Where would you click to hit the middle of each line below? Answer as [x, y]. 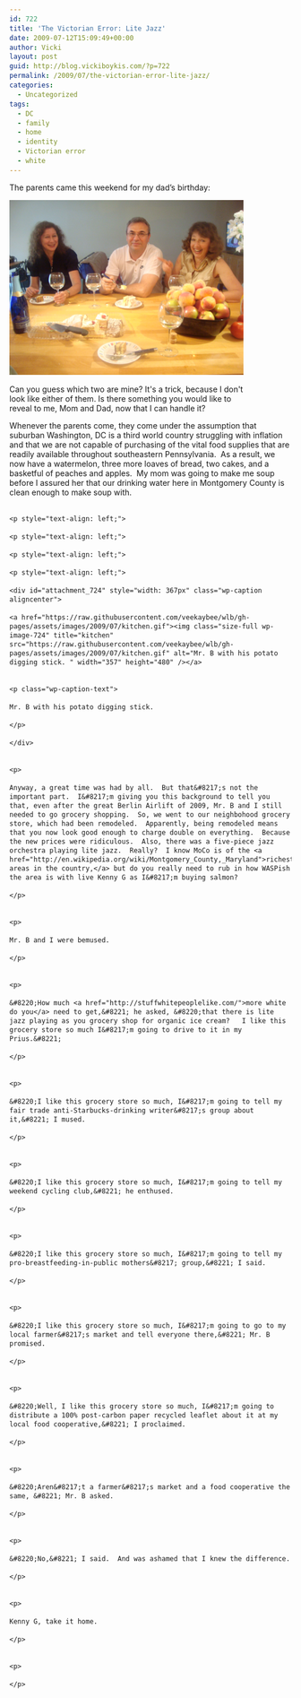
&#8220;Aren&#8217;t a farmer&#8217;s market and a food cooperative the [150, 1487]
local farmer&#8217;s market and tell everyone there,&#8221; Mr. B [140, 1334]
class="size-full [226, 626]
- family [34, 123]
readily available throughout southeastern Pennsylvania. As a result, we [142, 454]
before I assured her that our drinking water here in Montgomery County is [147, 482]
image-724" [30, 635]
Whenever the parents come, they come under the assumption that [133, 425]
